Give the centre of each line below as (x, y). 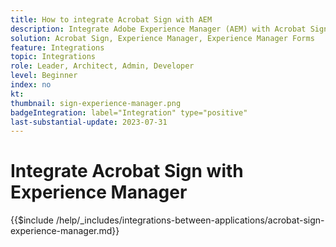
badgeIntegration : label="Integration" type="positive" (129, 112)
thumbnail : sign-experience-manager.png (96, 103)
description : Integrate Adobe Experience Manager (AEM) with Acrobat (158, 29)
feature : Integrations (57, 47)
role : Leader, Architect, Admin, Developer (102, 66)
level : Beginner (44, 76)
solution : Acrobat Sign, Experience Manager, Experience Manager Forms (162, 38)
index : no (31, 85)
